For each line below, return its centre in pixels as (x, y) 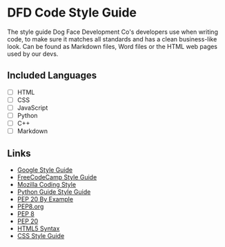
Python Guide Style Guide (54, 192)
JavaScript (32, 108)
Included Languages (52, 76)
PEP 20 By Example (45, 199)
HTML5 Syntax (38, 228)
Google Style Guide (45, 170)
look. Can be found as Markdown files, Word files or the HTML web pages (112, 46)
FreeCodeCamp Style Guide (57, 177)
